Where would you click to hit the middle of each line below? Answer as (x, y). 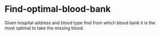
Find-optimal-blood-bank (58, 9)
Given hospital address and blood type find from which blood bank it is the (80, 23)
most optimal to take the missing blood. (44, 28)
